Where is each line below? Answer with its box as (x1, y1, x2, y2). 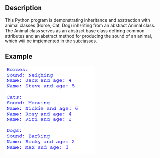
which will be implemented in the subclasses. (5, 38, 97, 44)
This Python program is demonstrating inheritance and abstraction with (5, 17, 150, 23)
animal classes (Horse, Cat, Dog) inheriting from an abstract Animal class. (5, 22, 156, 28)
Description (5, 4, 42, 12)
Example (5, 52, 33, 61)
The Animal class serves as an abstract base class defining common (5, 27, 145, 34)
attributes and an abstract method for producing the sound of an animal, (5, 33, 152, 39)
